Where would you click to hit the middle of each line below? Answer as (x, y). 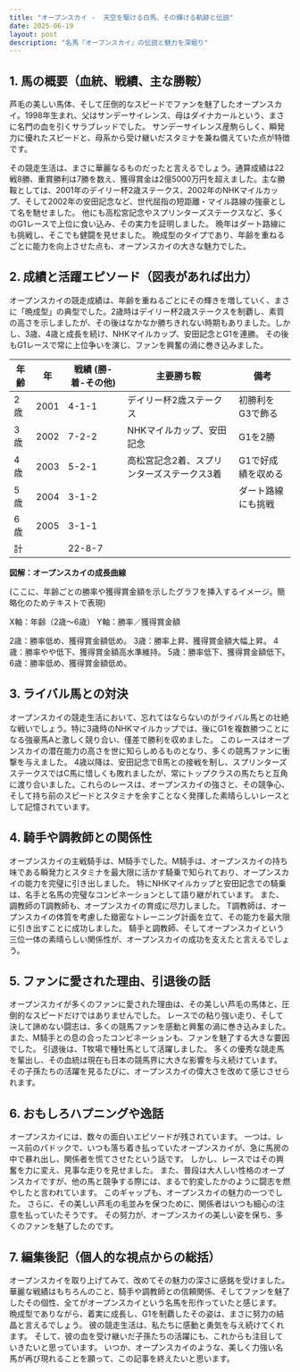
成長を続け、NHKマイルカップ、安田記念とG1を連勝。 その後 (177, 334)
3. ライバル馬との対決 (69, 694)
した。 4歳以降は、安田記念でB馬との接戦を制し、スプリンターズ (167, 762)
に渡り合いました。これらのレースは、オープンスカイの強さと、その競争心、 (150, 784)
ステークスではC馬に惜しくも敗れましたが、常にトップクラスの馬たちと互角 (149, 773)
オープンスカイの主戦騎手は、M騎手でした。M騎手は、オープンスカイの (141, 860)
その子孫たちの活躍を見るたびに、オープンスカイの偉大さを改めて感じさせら (150, 1071)
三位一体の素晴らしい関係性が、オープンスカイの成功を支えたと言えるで (142, 939)
